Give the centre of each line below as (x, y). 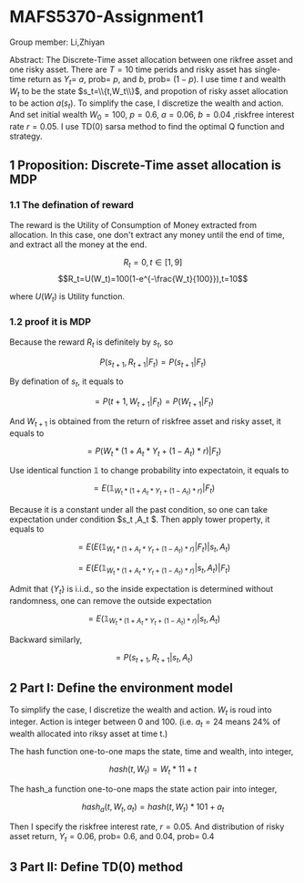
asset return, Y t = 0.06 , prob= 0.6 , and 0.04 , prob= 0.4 (112, 837)
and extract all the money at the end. (78, 244)
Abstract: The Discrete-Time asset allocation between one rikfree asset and (152, 59)
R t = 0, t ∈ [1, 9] (153, 263)
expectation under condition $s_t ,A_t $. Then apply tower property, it (140, 519)
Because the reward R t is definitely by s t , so (91, 343)
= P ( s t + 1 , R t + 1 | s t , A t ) (154, 658)
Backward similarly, (46, 639)
